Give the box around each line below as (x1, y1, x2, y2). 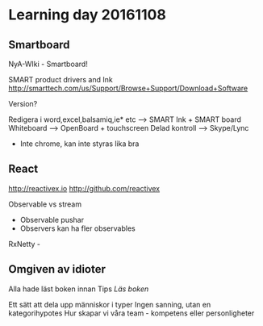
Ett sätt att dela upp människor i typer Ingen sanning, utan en (8, 299, 211, 309)
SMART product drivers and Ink (8, 75, 113, 84)
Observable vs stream (8, 199, 82, 209)
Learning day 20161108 (8, 6, 167, 24)
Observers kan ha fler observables (19, 224, 136, 233)
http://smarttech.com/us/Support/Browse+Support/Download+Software (8, 83, 248, 93)
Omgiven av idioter (8, 262, 106, 276)
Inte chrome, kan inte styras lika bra (19, 139, 140, 148)
